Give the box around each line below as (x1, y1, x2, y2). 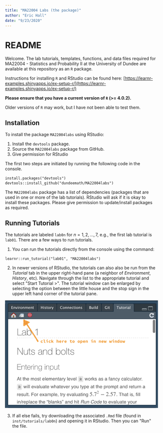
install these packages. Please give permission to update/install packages (5, 200, 153, 206)
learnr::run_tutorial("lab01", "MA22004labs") (5, 256, 101, 261)
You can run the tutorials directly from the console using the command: (12, 246, 155, 252)
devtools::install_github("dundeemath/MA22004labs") (5, 181, 114, 186)
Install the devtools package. (12, 141, 70, 147)
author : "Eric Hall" (5, 13, 47, 18)
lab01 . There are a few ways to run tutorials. (5, 237, 93, 242)
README (5, 39, 42, 51)
